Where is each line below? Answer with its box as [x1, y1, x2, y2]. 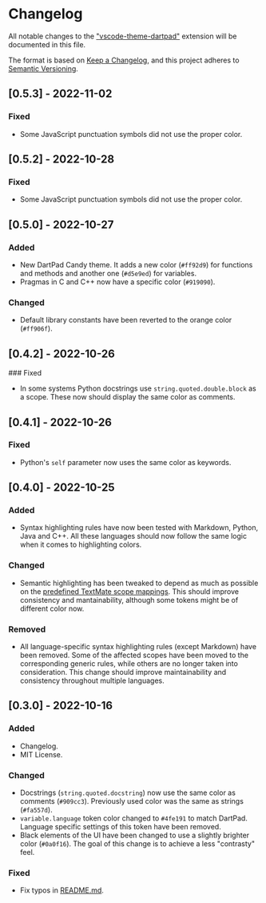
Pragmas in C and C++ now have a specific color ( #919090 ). [19, 277, 216, 287]
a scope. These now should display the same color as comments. [19, 392, 236, 402]
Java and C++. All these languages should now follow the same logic [19, 532, 248, 541]
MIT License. [19, 749, 63, 759]
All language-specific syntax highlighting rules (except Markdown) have [19, 642, 257, 652]
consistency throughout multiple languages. [19, 676, 165, 685]
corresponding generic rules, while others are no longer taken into [19, 659, 238, 668]
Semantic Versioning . [8, 63, 78, 73]
